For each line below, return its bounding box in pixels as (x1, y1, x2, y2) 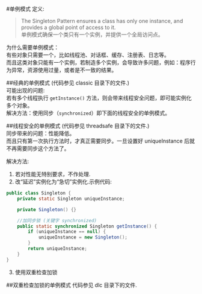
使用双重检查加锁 (14, 268, 58, 276)
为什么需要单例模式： (6, 44, 59, 51)
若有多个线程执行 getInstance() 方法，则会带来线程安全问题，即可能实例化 (6, 94, 192, 101)
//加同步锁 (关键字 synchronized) (17, 217, 97, 223)
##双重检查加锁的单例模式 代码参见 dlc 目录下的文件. (6, 281, 137, 289)
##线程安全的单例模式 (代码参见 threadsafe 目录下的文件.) (6, 123, 150, 129)
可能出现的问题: (6, 87, 45, 94)
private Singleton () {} (17, 206, 77, 213)
